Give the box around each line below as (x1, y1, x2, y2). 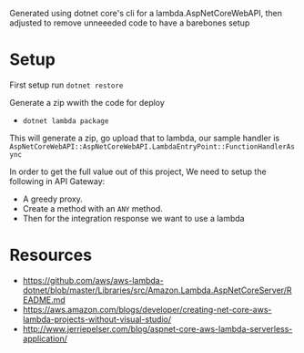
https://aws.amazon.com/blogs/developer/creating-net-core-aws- (22, 304, 272, 315)
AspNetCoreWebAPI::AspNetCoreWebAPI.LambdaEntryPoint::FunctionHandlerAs (9, 141, 296, 151)
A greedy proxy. (22, 193, 84, 204)
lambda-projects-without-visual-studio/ (22, 314, 171, 325)
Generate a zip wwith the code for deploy (9, 97, 166, 108)
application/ (22, 333, 68, 344)
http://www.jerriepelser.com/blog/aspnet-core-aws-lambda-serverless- (22, 323, 293, 334)
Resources (9, 245, 93, 265)
